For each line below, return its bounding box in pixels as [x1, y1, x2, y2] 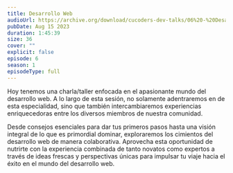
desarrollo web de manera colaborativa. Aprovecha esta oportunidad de [7, 137, 213, 145]
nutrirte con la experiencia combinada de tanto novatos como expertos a [7, 145, 215, 153]
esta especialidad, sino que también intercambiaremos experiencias [7, 102, 202, 110]
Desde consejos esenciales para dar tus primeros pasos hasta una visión [7, 122, 216, 131]
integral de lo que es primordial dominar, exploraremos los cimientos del [7, 129, 214, 138]
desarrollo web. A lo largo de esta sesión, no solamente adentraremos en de [7, 94, 225, 102]
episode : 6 [7, 55, 39, 62]
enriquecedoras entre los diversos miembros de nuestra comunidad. [7, 109, 203, 118]
